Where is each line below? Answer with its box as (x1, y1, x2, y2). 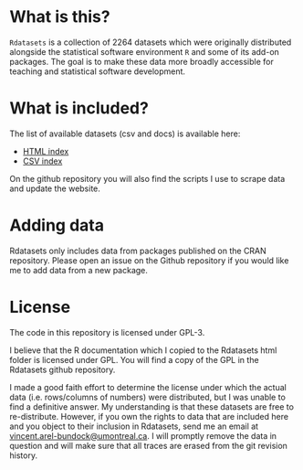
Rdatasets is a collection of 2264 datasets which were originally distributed (9, 37, 292, 48)
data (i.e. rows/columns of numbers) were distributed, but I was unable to (9, 391, 286, 402)
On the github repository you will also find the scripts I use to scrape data (9, 173, 286, 184)
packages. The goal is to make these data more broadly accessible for (9, 56, 274, 67)
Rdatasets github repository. (9, 364, 116, 375)
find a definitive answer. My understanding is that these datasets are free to (9, 401, 295, 412)
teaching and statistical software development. (9, 66, 185, 77)
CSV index (22, 155, 63, 166)
